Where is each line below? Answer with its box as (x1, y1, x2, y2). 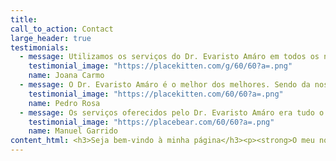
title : (10, 14, 38, 25)
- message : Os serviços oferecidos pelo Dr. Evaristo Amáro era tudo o (19, 107, 325, 118)
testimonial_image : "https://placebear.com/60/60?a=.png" (28, 117, 275, 127)
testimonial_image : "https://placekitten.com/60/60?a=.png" (28, 89, 284, 99)
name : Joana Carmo (28, 71, 105, 81)
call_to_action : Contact (10, 24, 114, 34)
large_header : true (10, 33, 92, 43)
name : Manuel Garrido (28, 126, 118, 136)
